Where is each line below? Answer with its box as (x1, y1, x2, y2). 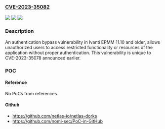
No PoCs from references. (5, 90, 58, 96)
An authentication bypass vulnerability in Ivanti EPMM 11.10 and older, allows (5, 39, 161, 45)
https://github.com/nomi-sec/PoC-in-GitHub (12, 118, 103, 124)
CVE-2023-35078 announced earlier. (5, 55, 81, 61)
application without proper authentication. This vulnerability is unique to (5, 50, 152, 56)
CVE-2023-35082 (5, 3, 50, 10)
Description (5, 28, 34, 35)
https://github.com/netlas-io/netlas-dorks (12, 113, 97, 119)
